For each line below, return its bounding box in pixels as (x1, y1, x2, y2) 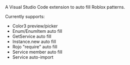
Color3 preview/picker (12, 23, 58, 29)
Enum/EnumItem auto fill (12, 28, 63, 34)
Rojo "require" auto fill (12, 44, 58, 49)
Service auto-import (12, 54, 53, 60)
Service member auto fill (12, 49, 63, 55)
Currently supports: (5, 14, 45, 19)
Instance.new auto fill (12, 39, 56, 44)
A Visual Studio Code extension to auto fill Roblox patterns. (5, 4, 125, 10)
